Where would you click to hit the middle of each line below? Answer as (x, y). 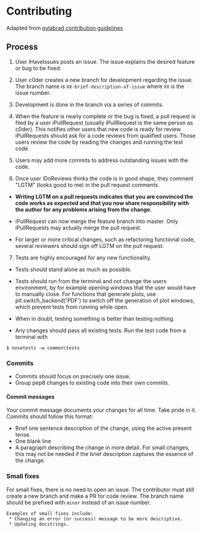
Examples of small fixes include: (50, 514)
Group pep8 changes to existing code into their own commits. (92, 383)
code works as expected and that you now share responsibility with (102, 203)
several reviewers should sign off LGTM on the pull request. (89, 246)
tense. (23, 435)
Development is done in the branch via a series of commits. (89, 104)
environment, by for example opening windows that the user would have (105, 287)
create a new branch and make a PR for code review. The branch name (95, 496)
